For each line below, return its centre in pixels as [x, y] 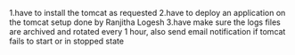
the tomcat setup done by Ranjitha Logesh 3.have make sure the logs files [145, 22]
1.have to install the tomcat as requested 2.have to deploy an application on [147, 13]
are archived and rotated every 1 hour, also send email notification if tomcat [147, 31]
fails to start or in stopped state [67, 41]
